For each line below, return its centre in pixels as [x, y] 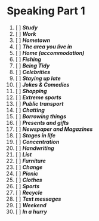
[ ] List [24, 154]
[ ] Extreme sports [38, 97]
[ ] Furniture [31, 161]
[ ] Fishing [28, 59]
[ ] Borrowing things [41, 116]
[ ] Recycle [29, 192]
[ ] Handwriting [35, 148]
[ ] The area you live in [44, 47]
